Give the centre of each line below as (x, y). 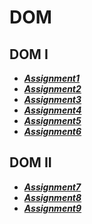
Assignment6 (52, 131)
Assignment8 (52, 197)
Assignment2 (52, 89)
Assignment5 (52, 120)
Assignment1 (52, 78)
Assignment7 (52, 187)
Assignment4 (52, 110)
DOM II (30, 162)
